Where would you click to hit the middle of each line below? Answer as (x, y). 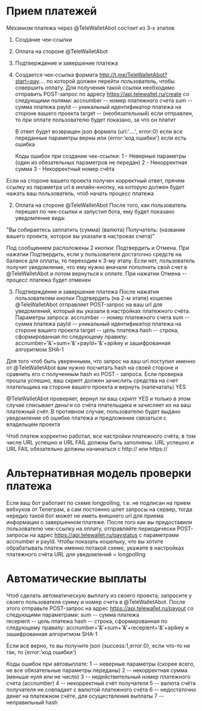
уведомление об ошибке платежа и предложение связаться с (87, 418)
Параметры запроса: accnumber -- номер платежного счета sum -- (102, 317)
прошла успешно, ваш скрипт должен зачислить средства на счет (92, 380)
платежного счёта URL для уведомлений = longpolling (76, 554)
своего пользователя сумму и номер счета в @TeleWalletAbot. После (96, 602)
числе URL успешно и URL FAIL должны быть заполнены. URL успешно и (100, 442)
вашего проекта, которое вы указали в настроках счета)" (80, 236)
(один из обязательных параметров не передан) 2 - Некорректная (101, 162)
